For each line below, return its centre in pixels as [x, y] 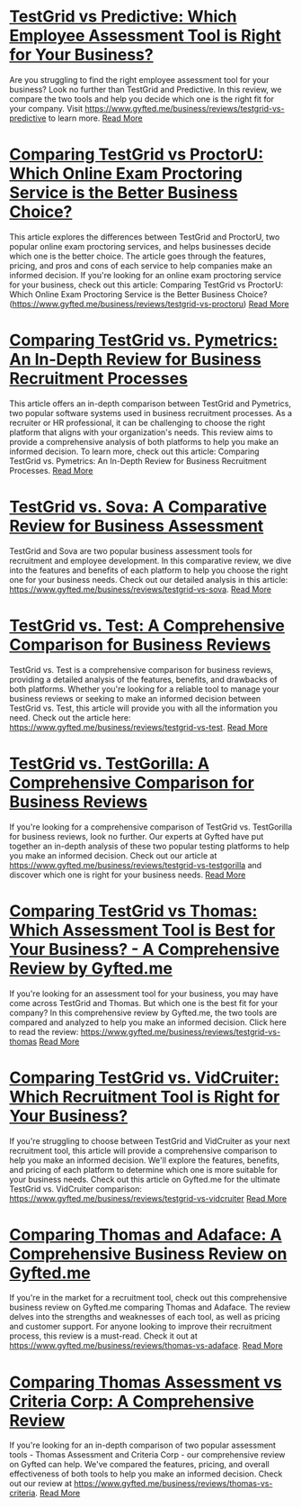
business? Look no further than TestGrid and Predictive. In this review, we [146, 89]
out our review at [41, 1484]
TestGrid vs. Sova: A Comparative [138, 507]
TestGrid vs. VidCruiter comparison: [75, 1189]
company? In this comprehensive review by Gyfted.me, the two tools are [143, 1012]
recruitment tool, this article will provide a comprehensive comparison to [143, 1150]
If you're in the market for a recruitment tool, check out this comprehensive [148, 1298]
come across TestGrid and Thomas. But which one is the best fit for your [144, 1003]
